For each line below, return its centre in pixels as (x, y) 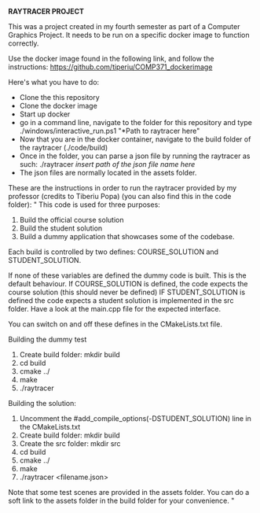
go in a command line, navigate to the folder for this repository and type (136, 122)
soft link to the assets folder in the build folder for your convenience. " (121, 500)
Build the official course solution (71, 220)
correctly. (24, 43)
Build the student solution (61, 228)
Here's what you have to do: (54, 82)
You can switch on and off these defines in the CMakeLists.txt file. (115, 324)
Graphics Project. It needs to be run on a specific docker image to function (129, 35)
